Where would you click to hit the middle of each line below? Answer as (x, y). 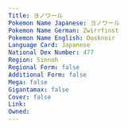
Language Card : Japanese (49, 45)
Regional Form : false (44, 68)
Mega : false (28, 82)
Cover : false (30, 97)
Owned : (19, 112)
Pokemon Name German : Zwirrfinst (64, 30)
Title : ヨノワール (36, 16)
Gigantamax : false (39, 89)
